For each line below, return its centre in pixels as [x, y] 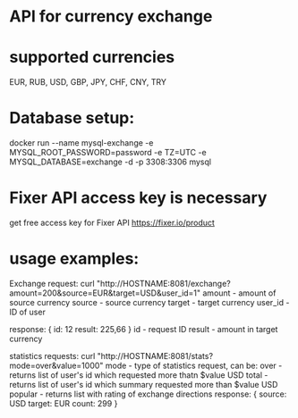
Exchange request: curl [52, 283]
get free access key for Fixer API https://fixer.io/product [112, 222]
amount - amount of [239, 293]
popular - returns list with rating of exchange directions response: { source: [148, 394]
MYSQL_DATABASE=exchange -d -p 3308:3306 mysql [111, 162]
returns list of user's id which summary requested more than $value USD [144, 384]
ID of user [28, 312]
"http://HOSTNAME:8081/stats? [155, 355]
